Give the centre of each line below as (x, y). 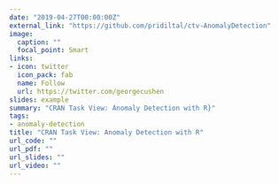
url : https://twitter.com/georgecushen (91, 91)
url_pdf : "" (31, 149)
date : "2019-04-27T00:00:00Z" (65, 17)
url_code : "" (33, 141)
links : (21, 58)
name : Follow (41, 83)
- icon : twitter (39, 67)
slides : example (39, 100)
